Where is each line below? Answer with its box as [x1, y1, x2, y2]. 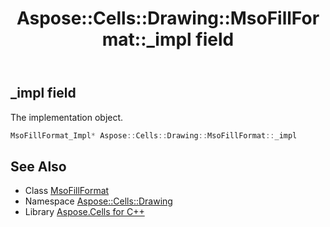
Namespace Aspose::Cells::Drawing [24, 195, 173, 207]
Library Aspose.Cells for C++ [24, 206, 145, 218]
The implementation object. [10, 111, 124, 123]
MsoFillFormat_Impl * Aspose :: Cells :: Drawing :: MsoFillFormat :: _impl [10, 130, 298, 141]
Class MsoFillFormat [24, 185, 110, 197]
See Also [10, 158, 67, 175]
